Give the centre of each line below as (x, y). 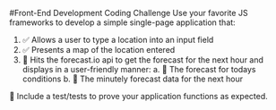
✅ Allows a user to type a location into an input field (118, 40)
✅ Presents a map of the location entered (99, 50)
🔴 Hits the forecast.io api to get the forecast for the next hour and (143, 60)
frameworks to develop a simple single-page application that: (122, 22)
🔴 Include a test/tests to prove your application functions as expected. (139, 96)
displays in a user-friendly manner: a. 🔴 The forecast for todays (139, 69)
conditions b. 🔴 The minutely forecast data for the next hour (133, 79)
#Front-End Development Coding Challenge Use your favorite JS (129, 13)
